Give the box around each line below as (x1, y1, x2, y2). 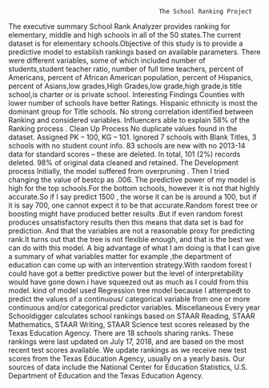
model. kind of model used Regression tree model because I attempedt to (8, 285, 251, 295)
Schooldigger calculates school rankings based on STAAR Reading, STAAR (8, 311, 255, 321)
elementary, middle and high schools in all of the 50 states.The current (8, 30, 242, 39)
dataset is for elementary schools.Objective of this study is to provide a (8, 38, 243, 48)
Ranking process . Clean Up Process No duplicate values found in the (8, 124, 238, 133)
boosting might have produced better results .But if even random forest (8, 209, 243, 218)
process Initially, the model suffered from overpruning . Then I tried (8, 167, 230, 176)
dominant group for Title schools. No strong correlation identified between (8, 107, 254, 116)
